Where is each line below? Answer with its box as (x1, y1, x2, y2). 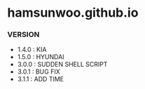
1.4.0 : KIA (17, 45, 47, 54)
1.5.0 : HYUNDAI (17, 53, 64, 61)
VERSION (7, 30, 40, 40)
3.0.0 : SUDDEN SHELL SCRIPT (17, 60, 108, 69)
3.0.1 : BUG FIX (17, 67, 61, 76)
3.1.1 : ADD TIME (17, 75, 64, 83)
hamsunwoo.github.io (7, 5, 139, 21)
